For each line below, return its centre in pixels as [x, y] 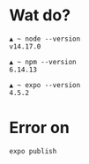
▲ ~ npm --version [43, 62]
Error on [40, 128]
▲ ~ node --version [45, 39]
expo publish [33, 151]
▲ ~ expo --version [45, 85]
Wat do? [40, 15]
